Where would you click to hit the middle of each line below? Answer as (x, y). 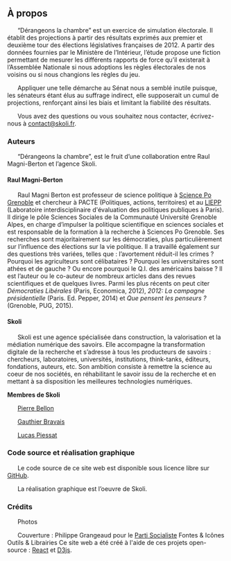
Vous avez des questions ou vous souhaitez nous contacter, (103, 116)
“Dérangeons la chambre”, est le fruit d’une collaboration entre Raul (113, 157)
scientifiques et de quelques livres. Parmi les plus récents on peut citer (109, 284)
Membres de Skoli (34, 395)
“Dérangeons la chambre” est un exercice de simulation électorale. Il (115, 30)
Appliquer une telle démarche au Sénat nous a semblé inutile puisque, (117, 87)
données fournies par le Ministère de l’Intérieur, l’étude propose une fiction (114, 52)
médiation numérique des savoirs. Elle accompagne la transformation (106, 344)
